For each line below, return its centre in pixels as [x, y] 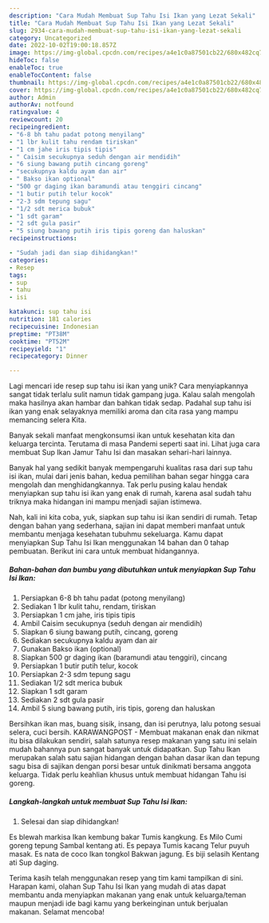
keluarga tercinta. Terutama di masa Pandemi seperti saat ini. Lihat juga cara [134, 444]
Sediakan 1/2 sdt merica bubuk [71, 683]
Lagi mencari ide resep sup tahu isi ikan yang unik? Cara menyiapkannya [129, 386]
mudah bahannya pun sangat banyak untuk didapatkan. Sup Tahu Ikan [125, 749]
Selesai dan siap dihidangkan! [69, 822]
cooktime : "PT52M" [40, 341]
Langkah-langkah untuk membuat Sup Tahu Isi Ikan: [99, 801]
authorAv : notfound [42, 105]
